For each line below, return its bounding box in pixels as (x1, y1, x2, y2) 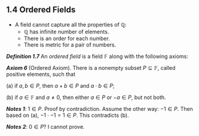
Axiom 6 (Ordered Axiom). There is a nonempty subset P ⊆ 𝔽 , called (6, 64, 176, 71)
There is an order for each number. (23, 35, 111, 42)
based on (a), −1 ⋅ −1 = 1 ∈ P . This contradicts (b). (6, 112, 130, 119)
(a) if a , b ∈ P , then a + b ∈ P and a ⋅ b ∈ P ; (6, 82, 115, 89)
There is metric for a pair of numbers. (23, 41, 117, 48)
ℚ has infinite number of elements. (23, 28, 109, 35)
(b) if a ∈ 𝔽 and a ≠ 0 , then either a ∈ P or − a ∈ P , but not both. (6, 94, 166, 101)
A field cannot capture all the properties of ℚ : (14, 21, 127, 28)
